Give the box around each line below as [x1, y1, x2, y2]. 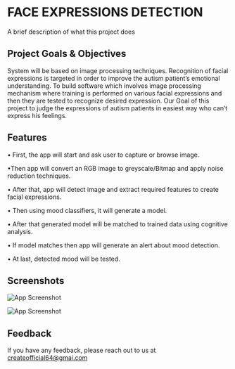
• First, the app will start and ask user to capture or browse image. [7, 150, 200, 159]
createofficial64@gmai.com [7, 354, 88, 362]
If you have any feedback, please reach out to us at [7, 346, 156, 355]
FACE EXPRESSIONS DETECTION [7, 4, 203, 20]
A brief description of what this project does [7, 27, 136, 36]
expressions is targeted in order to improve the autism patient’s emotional [7, 74, 220, 82]
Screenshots [7, 275, 65, 287]
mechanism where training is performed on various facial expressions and [7, 89, 222, 97]
